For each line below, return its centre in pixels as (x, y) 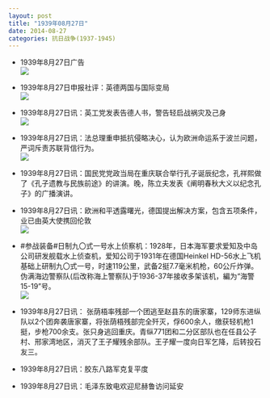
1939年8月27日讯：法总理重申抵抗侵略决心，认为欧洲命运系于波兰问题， (141, 138)
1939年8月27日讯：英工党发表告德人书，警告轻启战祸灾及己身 (123, 113)
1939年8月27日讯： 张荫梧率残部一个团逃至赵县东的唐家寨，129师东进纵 (140, 312)
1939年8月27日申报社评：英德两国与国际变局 (95, 88)
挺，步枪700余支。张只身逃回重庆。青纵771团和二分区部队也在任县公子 (138, 332)
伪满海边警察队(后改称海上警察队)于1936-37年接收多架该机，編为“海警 (137, 276)
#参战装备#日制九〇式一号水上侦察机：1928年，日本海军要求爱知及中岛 (139, 246)
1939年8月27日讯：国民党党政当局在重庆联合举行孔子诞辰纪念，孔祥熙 (137, 174)
